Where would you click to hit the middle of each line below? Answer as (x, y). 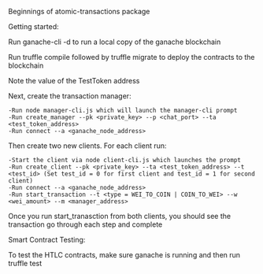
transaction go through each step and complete (85, 224)
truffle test (25, 263)
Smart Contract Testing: (47, 240)
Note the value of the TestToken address (74, 81)
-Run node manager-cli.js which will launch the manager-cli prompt (123, 110)
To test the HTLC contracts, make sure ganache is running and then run (124, 255)
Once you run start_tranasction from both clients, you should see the (119, 216)
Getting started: (33, 26)
